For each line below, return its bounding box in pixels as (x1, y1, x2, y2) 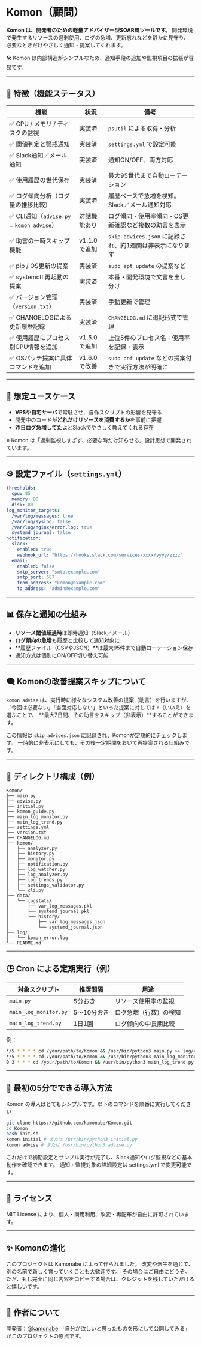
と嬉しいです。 (6, 1283, 43, 1290)
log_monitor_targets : (6, 507, 60, 514)
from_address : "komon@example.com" (17, 580, 106, 586)
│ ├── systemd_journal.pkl (6, 908, 90, 915)
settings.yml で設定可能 (108, 139, 177, 148)
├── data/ (6, 893, 31, 899)
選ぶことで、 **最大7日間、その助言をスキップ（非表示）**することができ (6, 711, 188, 718)
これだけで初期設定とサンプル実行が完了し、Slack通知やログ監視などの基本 (6, 1154, 193, 1161)
